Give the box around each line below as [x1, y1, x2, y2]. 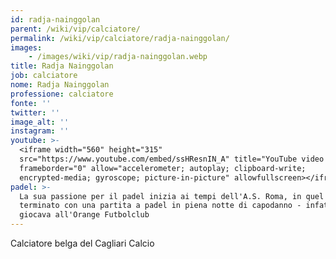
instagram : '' [10, 126, 70, 136]
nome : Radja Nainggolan [10, 80, 110, 90]
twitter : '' [10, 107, 60, 118]
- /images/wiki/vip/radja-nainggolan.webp [28, 52, 208, 62]
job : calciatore [10, 71, 78, 81]
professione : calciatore [10, 89, 114, 99]
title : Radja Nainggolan [10, 61, 114, 71]
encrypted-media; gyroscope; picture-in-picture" [19, 172, 230, 183]
